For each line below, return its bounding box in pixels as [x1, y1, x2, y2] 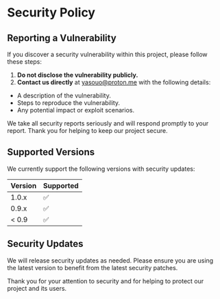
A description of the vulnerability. [16, 91, 111, 99]
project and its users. [7, 284, 67, 292]
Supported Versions [7, 146, 95, 158]
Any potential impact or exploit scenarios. [16, 106, 135, 114]
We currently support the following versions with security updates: [7, 165, 195, 173]
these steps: [7, 58, 42, 66]
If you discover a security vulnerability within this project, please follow [7, 50, 208, 58]
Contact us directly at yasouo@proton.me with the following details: [16, 78, 211, 86]
